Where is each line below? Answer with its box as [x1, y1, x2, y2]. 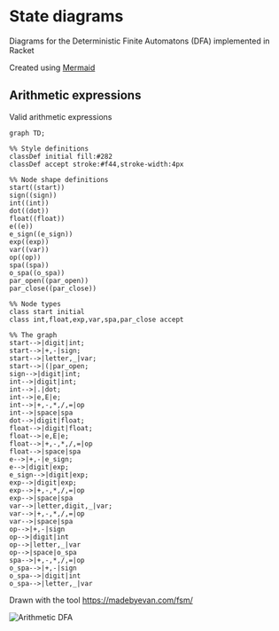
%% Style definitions [9, 144, 89, 153]
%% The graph [9, 330, 58, 339]
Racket [9, 44, 35, 55]
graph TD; [9, 129, 46, 138]
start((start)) [9, 183, 66, 192]
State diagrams [9, 6, 124, 27]
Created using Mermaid [9, 62, 96, 73]
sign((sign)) [9, 191, 58, 200]
